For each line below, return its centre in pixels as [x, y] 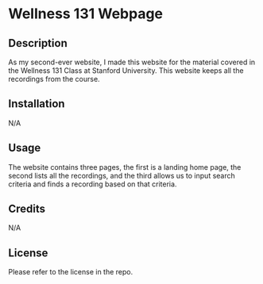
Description [38, 43]
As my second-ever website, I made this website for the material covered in [132, 62]
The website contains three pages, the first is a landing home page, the [125, 167]
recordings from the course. [54, 79]
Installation [37, 104]
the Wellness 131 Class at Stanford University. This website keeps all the [126, 71]
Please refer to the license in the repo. [71, 272]
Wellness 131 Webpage [86, 14]
